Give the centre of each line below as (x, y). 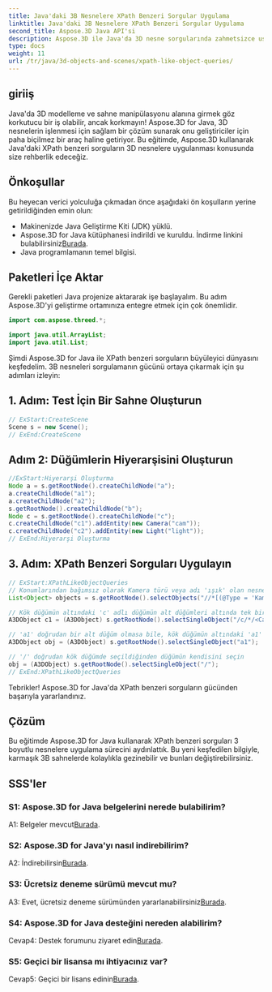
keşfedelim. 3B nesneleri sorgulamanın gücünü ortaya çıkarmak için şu (126, 367)
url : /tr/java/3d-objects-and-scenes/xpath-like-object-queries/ (121, 62)
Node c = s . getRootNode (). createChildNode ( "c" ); (92, 516)
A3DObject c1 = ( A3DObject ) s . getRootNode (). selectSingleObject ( (121, 620)
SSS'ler (28, 784)
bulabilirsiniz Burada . (54, 243)
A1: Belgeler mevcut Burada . (54, 825)
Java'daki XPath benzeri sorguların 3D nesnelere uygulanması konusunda (131, 148)
